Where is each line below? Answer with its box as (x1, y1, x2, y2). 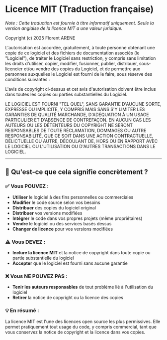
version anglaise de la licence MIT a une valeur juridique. (5, 25, 123, 31)
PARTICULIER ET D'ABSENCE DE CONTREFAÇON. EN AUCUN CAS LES (5, 117, 151, 123)
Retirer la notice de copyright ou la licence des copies (12, 295, 123, 301)
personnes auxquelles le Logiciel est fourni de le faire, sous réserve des (5, 71, 153, 77)
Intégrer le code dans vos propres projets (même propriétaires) (12, 215, 143, 221)
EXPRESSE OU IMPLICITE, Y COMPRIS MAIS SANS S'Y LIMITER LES (5, 106, 145, 112)
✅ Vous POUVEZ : (5, 183, 49, 190)
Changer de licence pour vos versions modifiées (12, 226, 113, 232)
